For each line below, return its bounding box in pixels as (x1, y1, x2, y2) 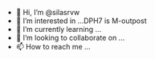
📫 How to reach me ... (15, 42, 91, 51)
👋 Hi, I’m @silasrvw (15, 8, 80, 17)
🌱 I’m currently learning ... (15, 25, 102, 33)
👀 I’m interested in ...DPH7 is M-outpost (15, 16, 147, 26)
